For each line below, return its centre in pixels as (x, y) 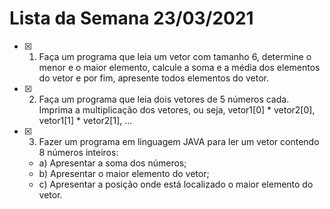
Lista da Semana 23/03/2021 (131, 18)
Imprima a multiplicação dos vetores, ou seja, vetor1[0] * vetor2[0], (177, 109)
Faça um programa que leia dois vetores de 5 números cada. (164, 99)
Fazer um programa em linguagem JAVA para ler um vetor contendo (179, 141)
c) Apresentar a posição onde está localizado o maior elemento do (176, 184)
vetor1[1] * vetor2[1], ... (85, 120)
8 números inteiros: (78, 152)
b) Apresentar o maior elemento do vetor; (124, 173)
